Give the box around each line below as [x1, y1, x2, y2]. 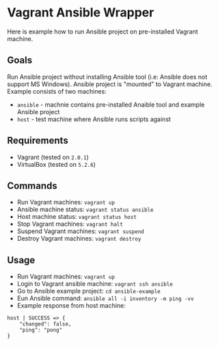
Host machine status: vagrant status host [16, 213, 137, 221]
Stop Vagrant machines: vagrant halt [16, 220, 123, 228]
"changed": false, [19, 321, 72, 328]
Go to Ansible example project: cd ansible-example [16, 287, 161, 295]
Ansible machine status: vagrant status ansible [16, 205, 154, 213]
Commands [7, 180, 58, 191]
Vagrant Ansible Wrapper [7, 5, 154, 21]
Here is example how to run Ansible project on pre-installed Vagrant [7, 27, 198, 36]
